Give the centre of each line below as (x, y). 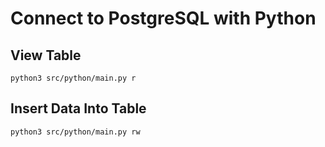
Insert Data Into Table (78, 108)
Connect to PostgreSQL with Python (163, 18)
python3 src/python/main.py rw (75, 132)
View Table (46, 55)
